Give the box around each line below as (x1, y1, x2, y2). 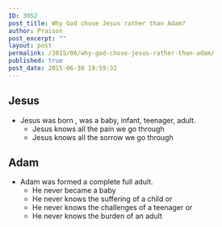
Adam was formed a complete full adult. (19, 177, 153, 187)
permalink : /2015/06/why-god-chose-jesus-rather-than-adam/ (8, 49, 216, 57)
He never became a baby (31, 186, 116, 196)
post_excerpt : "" (8, 34, 67, 43)
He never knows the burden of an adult (31, 211, 163, 221)
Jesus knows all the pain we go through (31, 124, 165, 134)
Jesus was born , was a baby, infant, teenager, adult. (19, 115, 196, 125)
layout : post (8, 42, 52, 50)
